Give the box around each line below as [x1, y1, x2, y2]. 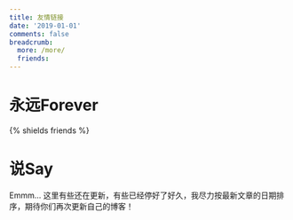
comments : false [9, 29, 69, 38]
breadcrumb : [9, 37, 53, 47]
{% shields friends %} [9, 125, 91, 136]
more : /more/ [17, 46, 66, 55]
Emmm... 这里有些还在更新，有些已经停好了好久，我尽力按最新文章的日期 [9, 190, 277, 200]
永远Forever [9, 95, 99, 115]
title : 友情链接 [9, 12, 64, 22]
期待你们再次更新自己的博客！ [24, 200, 134, 211]
